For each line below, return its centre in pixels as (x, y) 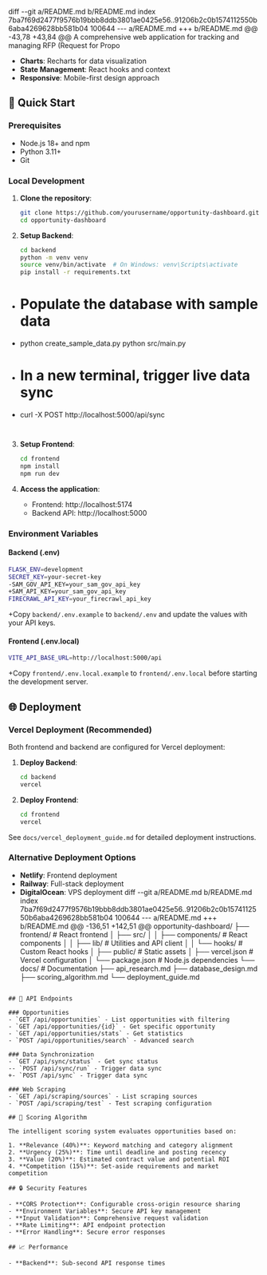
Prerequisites (35, 125)
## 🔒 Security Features (48, 1188)
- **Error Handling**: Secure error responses (87, 1232)
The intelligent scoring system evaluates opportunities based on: (123, 1131)
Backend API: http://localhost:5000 (89, 513)
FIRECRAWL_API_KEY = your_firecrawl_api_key (80, 599)
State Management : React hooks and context (95, 69)
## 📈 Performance (38, 1247)
